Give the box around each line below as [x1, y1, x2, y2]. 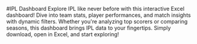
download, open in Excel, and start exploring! [6, 31, 119, 38]
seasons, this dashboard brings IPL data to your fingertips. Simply [6, 24, 171, 31]
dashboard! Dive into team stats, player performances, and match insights [6, 11, 191, 19]
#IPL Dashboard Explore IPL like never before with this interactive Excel [6, 5, 185, 12]
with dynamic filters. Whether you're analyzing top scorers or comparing [6, 18, 188, 25]
